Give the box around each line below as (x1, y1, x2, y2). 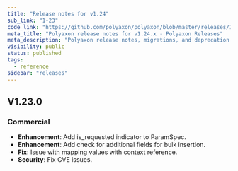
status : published (7, 50, 62, 57)
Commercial (7, 117, 50, 126)
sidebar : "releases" (7, 69, 69, 76)
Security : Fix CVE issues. (17, 155, 93, 164)
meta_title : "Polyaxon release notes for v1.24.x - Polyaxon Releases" (7, 30, 223, 37)
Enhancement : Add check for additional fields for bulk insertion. (17, 141, 206, 149)
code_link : (7, 23, 40, 30)
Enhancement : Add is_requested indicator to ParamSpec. (17, 133, 186, 141)
